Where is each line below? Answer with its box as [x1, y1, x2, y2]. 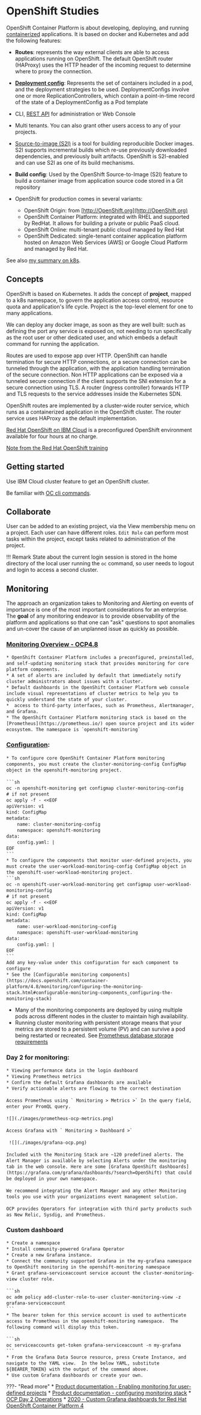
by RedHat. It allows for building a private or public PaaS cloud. [23, 219, 180, 227]
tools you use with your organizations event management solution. [6, 1194, 179, 1200]
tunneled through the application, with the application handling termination [6, 364, 191, 372]
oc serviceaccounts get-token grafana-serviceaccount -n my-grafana [6, 1342, 181, 1348]
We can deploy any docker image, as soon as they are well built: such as [6, 321, 186, 328]
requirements [14, 1038, 48, 1045]
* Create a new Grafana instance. [6, 1252, 93, 1258]
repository [14, 183, 41, 191]
